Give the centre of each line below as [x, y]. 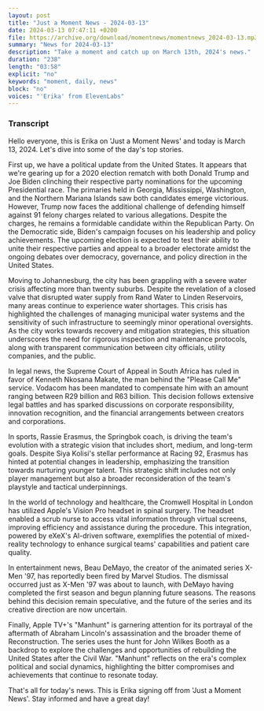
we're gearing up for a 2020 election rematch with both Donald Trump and [128, 173]
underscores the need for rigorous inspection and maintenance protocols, [128, 339]
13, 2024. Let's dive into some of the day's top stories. [96, 149]
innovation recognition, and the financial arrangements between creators [126, 413]
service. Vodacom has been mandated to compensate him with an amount [128, 388]
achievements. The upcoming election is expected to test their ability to [124, 240]
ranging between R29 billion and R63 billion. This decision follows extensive [131, 396]
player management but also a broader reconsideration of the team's [119, 478]
